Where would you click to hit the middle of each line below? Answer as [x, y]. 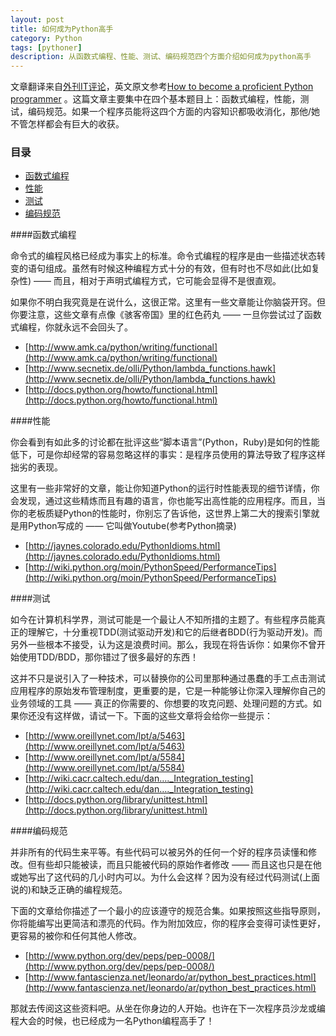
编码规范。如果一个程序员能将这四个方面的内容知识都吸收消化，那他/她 [174, 112]
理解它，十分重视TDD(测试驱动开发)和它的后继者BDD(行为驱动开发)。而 [175, 632]
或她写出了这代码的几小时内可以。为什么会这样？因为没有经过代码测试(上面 [165, 877]
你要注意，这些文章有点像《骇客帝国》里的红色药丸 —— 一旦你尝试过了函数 [166, 315]
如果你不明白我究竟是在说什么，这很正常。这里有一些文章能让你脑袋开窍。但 [168, 302]
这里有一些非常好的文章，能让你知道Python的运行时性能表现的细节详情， [161, 488]
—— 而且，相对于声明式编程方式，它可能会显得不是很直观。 [157, 281]
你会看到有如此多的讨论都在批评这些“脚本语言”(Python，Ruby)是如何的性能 [165, 442]
